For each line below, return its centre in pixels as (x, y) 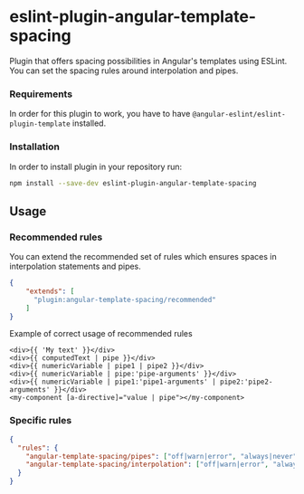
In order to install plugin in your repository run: (96, 166)
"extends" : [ (50, 291)
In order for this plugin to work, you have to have (100, 114)
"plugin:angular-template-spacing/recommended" (125, 299)
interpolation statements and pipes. (76, 266)
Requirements (41, 94)
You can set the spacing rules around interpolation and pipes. (124, 71)
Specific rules (41, 421)
